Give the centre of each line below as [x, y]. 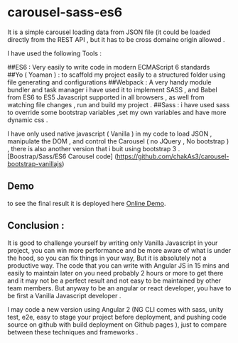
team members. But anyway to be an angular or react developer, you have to [119, 288]
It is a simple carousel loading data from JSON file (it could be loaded [109, 32]
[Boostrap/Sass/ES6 [37, 156]
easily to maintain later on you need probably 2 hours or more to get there [115, 273]
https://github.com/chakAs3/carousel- [173, 156]
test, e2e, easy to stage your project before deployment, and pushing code [117, 317]
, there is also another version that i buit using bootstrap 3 [92, 148]
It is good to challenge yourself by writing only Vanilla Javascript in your [113, 243]
